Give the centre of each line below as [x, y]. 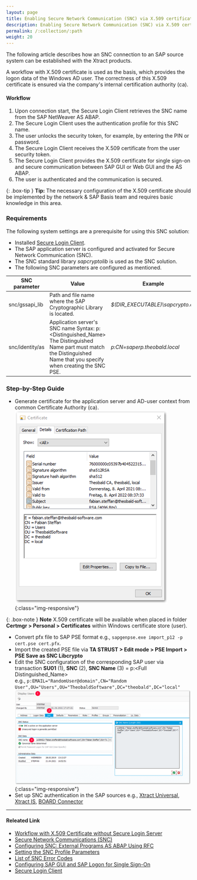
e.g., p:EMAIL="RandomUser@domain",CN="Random [71, 681]
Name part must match [77, 347]
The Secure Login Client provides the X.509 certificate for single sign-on [102, 161]
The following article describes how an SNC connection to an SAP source [95, 54]
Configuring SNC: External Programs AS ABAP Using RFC [84, 846]
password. [27, 142]
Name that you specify [77, 359]
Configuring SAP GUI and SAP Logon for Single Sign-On [82, 865]
